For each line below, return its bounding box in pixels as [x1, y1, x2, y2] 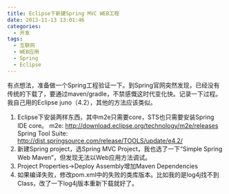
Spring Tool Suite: [17, 129, 68, 138]
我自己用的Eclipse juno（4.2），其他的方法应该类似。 [7, 98, 157, 107]
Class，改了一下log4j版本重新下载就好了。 [17, 179, 138, 187]
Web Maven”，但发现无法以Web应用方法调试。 [17, 153, 152, 162]
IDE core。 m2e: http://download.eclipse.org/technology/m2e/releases [17, 121, 219, 129]
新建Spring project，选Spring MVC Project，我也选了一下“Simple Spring [17, 144, 223, 153]
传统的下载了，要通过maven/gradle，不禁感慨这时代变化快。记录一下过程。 [7, 89, 222, 98]
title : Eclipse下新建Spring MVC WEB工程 [7, 10, 119, 17]
